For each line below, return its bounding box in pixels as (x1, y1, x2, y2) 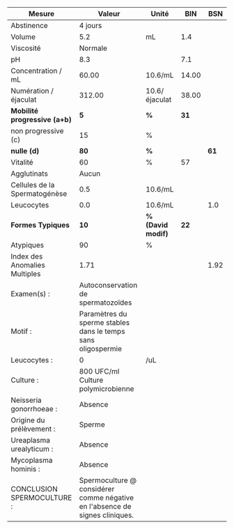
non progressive (10, 126, 64, 135)
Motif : (10, 327, 32, 336)
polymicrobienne (79, 384, 134, 393)
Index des (10, 252, 43, 261)
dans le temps (79, 327, 125, 336)
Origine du (10, 415, 45, 424)
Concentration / (10, 66, 63, 75)
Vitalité (10, 158, 33, 167)
